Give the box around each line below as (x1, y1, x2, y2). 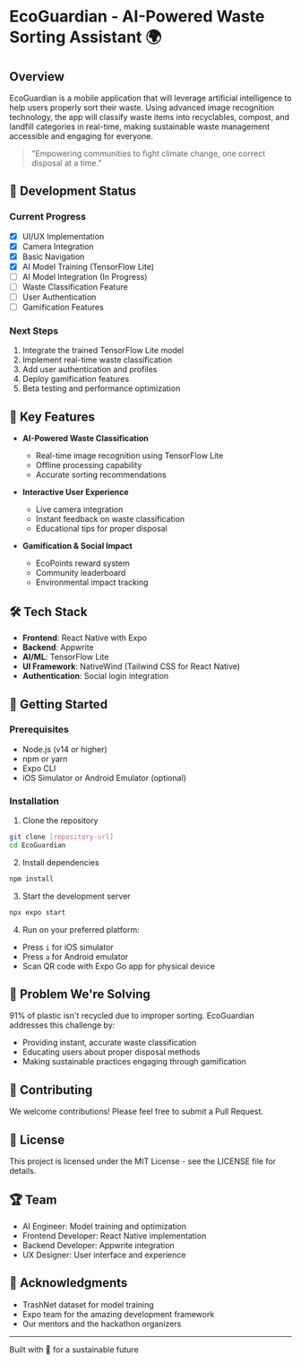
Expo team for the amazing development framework (21, 1308, 215, 1319)
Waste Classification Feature (21, 282, 128, 292)
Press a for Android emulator (21, 951, 129, 961)
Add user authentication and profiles (21, 364, 158, 375)
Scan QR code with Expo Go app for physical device (21, 960, 215, 971)
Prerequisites (9, 724, 69, 736)
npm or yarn (21, 753, 68, 764)
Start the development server (21, 891, 132, 901)
